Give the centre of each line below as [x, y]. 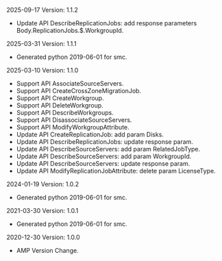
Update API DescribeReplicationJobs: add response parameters [107, 23]
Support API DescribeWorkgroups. [65, 113]
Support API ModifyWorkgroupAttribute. [73, 127]
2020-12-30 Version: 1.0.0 [43, 237]
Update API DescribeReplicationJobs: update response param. [104, 142]
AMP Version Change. [48, 250]
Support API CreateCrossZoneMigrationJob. [79, 91]
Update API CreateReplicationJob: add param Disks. [90, 134]
